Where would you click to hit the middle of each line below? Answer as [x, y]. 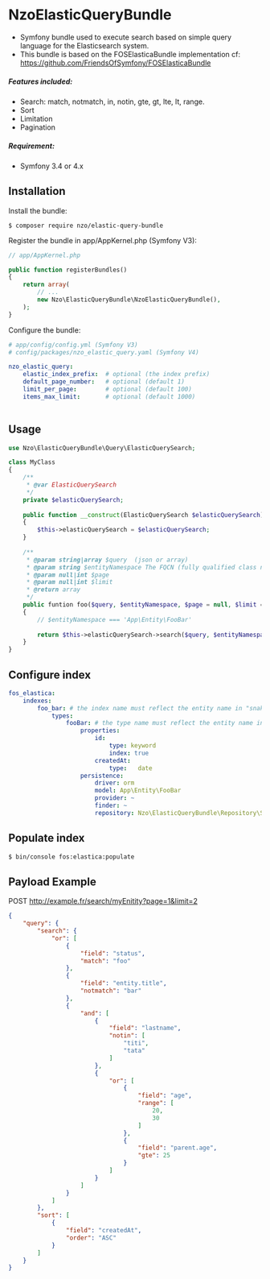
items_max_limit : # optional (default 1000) [109, 396]
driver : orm [115, 783]
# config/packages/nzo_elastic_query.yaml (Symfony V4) [104, 352]
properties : [100, 731]
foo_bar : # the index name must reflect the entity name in [140, 708]
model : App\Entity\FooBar [138, 791]
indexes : [37, 701]
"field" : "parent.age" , [178, 1148]
